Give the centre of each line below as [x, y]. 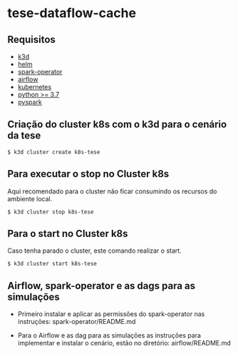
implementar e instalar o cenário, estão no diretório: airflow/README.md [124, 343]
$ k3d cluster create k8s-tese [54, 152]
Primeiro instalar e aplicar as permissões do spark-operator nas [111, 314]
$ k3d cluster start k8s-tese [52, 264]
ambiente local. [30, 198]
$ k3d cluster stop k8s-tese [51, 212]
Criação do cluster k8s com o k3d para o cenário [117, 125]
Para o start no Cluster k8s [68, 234]
